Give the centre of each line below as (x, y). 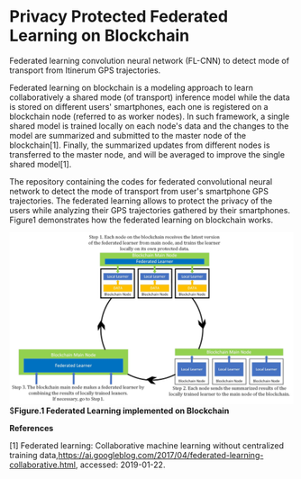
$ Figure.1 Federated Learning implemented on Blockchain (119, 411)
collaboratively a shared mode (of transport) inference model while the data (150, 97)
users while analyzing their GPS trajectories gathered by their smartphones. (150, 210)
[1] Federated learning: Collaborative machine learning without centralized (146, 445)
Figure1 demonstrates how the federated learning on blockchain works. (141, 220)
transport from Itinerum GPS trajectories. (85, 70)
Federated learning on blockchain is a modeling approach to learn (132, 87)
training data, (34, 455)
